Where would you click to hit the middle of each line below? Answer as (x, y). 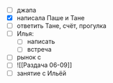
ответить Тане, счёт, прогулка (61, 26)
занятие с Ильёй (42, 73)
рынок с (29, 57)
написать (41, 42)
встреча (39, 50)
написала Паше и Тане (51, 18)
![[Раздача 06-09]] (44, 65)
